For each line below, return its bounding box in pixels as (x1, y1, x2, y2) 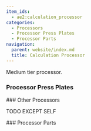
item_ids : (6, 8, 31, 15)
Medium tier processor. (6, 68, 63, 75)
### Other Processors (6, 96, 60, 103)
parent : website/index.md (11, 47, 75, 53)
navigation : (6, 42, 35, 48)
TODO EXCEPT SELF (6, 108, 56, 115)
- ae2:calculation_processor (11, 14, 83, 20)
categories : (6, 19, 35, 25)
